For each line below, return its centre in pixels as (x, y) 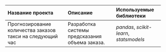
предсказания (85, 36)
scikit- (144, 27)
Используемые (135, 10)
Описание (80, 13)
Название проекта (30, 13)
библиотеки (131, 16)
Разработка (82, 24)
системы (78, 30)
